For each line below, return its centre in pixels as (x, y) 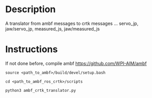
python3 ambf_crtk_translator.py (41, 90)
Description (31, 9)
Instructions (32, 50)
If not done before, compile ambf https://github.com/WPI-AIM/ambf (76, 63)
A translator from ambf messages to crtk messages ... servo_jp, (72, 23)
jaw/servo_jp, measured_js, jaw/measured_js (53, 28)
